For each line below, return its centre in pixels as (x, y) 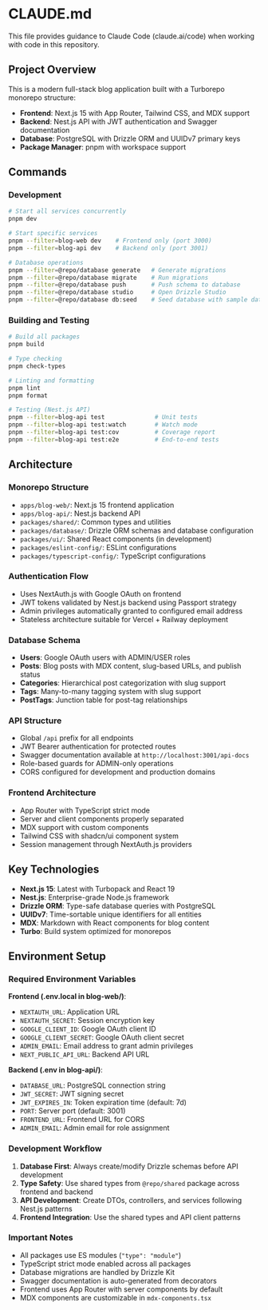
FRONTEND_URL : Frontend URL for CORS (82, 1120)
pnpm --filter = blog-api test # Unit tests (103, 417)
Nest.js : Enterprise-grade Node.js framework (95, 897)
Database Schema (45, 640)
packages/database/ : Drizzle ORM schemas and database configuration (136, 530)
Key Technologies (54, 870)
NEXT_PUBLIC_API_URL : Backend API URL (85, 1054)
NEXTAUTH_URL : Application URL (70, 1012)
